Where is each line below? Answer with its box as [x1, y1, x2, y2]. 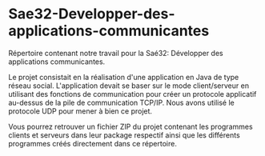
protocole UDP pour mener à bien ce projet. [8, 106, 153, 116]
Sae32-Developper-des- [8, 5, 175, 23]
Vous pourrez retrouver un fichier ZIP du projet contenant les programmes [8, 122, 254, 131]
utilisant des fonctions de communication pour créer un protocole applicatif [8, 89, 257, 98]
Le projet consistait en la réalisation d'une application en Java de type [8, 72, 239, 82]
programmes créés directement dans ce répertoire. [8, 138, 178, 148]
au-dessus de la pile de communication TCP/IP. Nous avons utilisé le [8, 98, 235, 107]
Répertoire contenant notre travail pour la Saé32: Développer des [8, 48, 223, 58]
